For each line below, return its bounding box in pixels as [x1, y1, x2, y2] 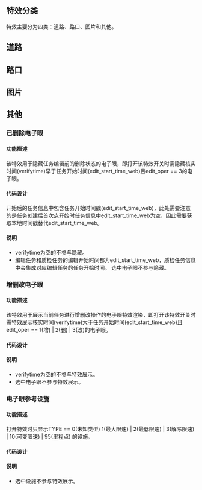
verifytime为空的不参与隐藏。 [14, 249, 88, 256]
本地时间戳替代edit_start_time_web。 [11, 219, 103, 226]
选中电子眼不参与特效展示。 [14, 378, 84, 385]
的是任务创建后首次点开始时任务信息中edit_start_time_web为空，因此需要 [6, 212, 188, 219]
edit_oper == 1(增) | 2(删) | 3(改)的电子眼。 [6, 326, 111, 334]
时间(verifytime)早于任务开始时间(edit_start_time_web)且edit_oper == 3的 [6, 167, 188, 174]
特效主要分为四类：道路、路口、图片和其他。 [6, 23, 117, 30]
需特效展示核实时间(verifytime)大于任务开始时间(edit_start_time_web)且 [6, 319, 183, 326]
